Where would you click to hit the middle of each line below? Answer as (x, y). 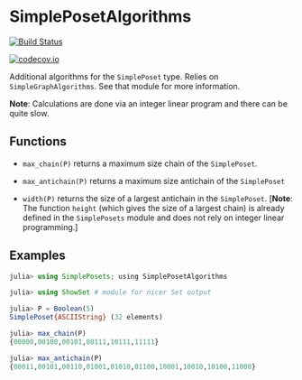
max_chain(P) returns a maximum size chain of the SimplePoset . (140, 163)
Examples (37, 256)
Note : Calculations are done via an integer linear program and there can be (149, 103)
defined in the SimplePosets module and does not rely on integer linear (153, 218)
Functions (38, 142)
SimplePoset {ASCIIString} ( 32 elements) (87, 318)
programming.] (50, 227)
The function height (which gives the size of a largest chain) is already (154, 208)
